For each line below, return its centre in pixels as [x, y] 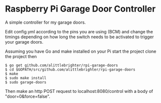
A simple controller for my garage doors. [46, 22]
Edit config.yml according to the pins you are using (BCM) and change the [79, 31]
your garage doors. [24, 42]
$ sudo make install [26, 78]
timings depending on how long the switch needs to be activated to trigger [80, 37]
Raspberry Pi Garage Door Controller [80, 9]
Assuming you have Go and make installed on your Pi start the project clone [81, 51]
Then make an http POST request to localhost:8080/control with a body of [79, 91]
